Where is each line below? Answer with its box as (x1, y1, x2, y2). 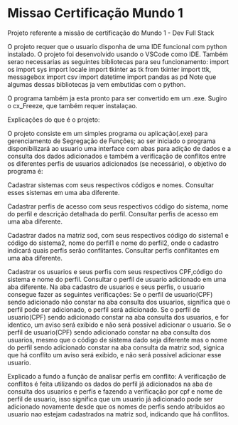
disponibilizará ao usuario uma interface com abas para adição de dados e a (7, 144, 232, 152)
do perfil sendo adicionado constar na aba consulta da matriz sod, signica (7, 343, 225, 352)
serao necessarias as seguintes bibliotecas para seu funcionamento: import (7, 57, 229, 65)
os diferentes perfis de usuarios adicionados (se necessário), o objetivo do (7, 159, 227, 168)
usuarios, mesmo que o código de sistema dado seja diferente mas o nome (7, 335, 227, 344)
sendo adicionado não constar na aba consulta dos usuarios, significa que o (7, 298, 231, 306)
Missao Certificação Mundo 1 (7, 5, 183, 21)
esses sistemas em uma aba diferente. (7, 188, 120, 196)
